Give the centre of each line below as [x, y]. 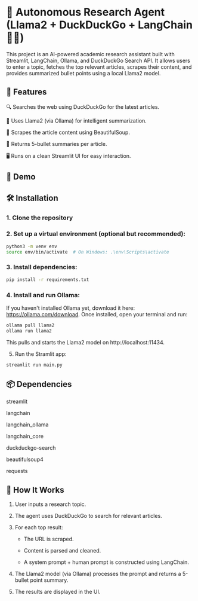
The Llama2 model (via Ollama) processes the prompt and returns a [98, 574]
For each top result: [39, 527]
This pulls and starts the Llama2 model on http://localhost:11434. [86, 342]
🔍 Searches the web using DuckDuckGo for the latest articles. [83, 106]
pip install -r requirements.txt [48, 280]
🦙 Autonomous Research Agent [86, 12]
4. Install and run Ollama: [43, 295]
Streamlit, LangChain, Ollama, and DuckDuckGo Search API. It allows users [98, 60]
